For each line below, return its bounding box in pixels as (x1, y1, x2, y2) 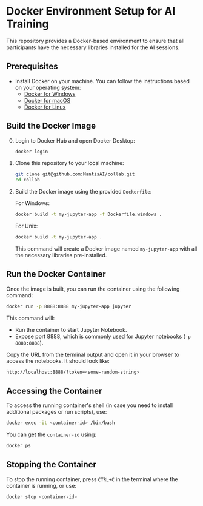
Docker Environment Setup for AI (6, 4, 176, 18)
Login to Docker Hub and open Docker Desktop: (15, 137, 135, 144)
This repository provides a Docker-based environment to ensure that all (6, 37, 185, 44)
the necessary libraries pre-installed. (15, 251, 107, 258)
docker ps (6, 443, 32, 449)
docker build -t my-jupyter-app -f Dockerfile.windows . (15, 211, 162, 218)
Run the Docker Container (6, 269, 106, 280)
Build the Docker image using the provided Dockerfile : (15, 188, 152, 195)
